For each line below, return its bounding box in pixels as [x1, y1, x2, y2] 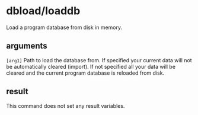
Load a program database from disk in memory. [6, 24, 123, 31]
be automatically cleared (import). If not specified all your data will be [6, 63, 176, 70]
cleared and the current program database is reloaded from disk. [6, 69, 165, 76]
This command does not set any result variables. [6, 102, 125, 109]
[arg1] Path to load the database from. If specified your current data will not [6, 56, 192, 63]
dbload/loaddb [6, 4, 81, 18]
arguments [6, 41, 47, 51]
